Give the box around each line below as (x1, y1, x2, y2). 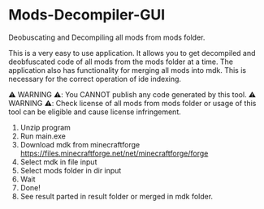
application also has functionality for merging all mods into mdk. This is (8, 65, 246, 75)
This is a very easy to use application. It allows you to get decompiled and (8, 48, 256, 58)
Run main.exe (19, 131, 67, 141)
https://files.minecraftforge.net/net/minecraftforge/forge (19, 148, 209, 158)
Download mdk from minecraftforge (19, 139, 141, 149)
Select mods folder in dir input (19, 165, 122, 175)
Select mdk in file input (19, 156, 97, 167)
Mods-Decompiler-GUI (8, 6, 166, 24)
